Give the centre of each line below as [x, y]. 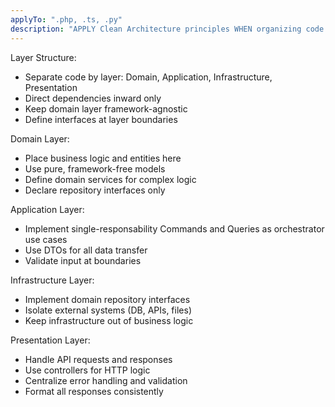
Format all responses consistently [94, 391]
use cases [46, 239]
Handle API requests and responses [98, 359]
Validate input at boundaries [83, 260]
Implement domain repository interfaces [107, 299]
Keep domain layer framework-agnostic [106, 108]
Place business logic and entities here [103, 158]
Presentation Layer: [50, 340]
